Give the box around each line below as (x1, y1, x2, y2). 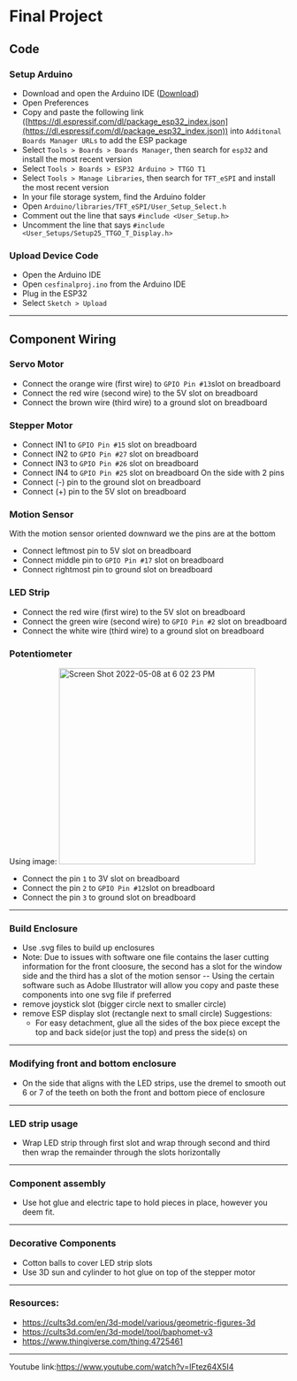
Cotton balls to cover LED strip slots (21, 1257, 153, 1268)
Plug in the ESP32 (21, 288, 88, 299)
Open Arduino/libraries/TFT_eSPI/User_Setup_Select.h (21, 201, 227, 211)
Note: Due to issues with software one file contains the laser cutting (21, 952, 270, 963)
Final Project (9, 6, 103, 27)
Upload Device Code (9, 249, 99, 262)
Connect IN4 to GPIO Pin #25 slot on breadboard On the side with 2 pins (21, 467, 285, 479)
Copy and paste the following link (21, 106, 144, 117)
